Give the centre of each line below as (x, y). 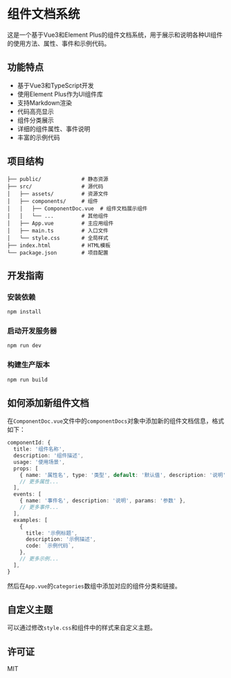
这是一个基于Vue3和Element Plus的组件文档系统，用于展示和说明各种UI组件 (115, 35)
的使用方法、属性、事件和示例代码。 (59, 43)
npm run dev (24, 346)
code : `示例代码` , (50, 546)
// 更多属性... (39, 481)
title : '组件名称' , (39, 449)
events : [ (27, 494)
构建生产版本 (29, 365)
